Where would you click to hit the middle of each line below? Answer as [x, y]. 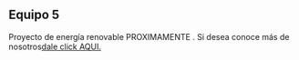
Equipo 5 [34, 15]
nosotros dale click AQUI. [55, 46]
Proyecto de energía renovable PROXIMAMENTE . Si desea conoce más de [149, 36]
